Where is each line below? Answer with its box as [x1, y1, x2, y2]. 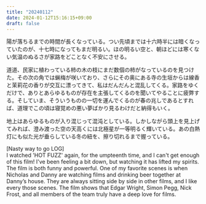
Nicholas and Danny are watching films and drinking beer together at [6, 171, 181, 178]
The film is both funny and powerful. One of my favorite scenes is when [6, 165, 188, 172]
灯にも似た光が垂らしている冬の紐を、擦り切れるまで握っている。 [6, 133, 173, 140]
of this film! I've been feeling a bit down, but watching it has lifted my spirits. [6, 158, 199, 165]
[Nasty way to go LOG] [6, 145, 65, 153]
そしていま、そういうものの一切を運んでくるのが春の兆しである [17, 97, 178, 104]
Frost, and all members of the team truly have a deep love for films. [6, 191, 176, 198]
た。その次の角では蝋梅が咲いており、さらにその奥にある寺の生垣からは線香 [6, 74, 200, 81]
